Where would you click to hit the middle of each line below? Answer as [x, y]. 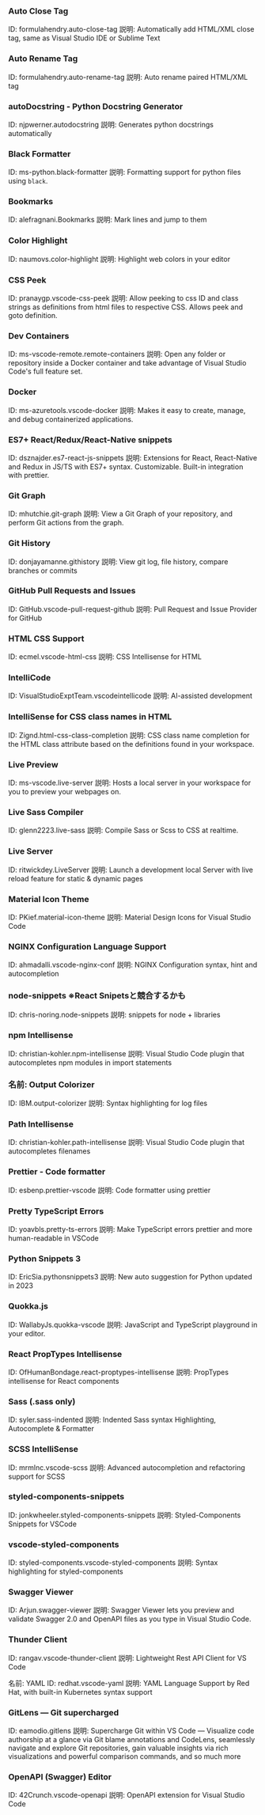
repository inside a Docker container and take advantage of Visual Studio [127, 363]
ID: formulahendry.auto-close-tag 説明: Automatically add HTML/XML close [131, 29]
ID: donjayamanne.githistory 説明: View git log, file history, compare [118, 561]
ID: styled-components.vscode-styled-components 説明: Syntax [113, 1563]
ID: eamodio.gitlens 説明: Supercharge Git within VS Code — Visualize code [131, 1730]
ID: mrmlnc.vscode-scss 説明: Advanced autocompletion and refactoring [127, 1467]
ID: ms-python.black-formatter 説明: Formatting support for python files [125, 172]
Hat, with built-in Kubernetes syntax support [80, 1692]
